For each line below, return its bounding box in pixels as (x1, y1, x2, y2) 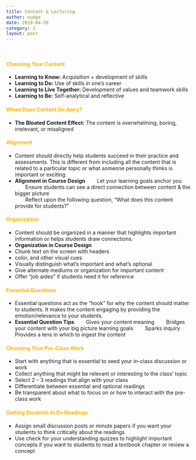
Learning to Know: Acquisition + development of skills (14, 73, 148, 80)
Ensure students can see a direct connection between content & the (25, 183, 191, 190)
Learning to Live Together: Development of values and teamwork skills (14, 86, 188, 93)
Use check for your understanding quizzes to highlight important (14, 435, 172, 442)
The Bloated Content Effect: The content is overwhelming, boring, (14, 119, 177, 126)
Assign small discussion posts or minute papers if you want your (14, 422, 172, 429)
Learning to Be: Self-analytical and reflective (14, 92, 125, 99)
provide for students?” (14, 202, 70, 209)
